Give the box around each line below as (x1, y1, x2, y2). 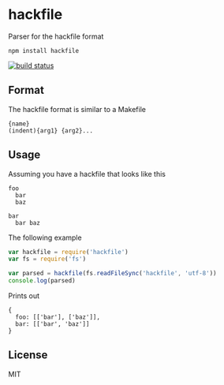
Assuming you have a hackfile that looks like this (8, 169, 166, 178)
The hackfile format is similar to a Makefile (8, 104, 146, 114)
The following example (8, 233, 82, 242)
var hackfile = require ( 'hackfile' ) (8, 248, 129, 256)
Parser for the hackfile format (8, 32, 104, 41)
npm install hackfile (8, 47, 80, 54)
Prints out (8, 291, 40, 301)
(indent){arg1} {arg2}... (8, 126, 93, 135)
